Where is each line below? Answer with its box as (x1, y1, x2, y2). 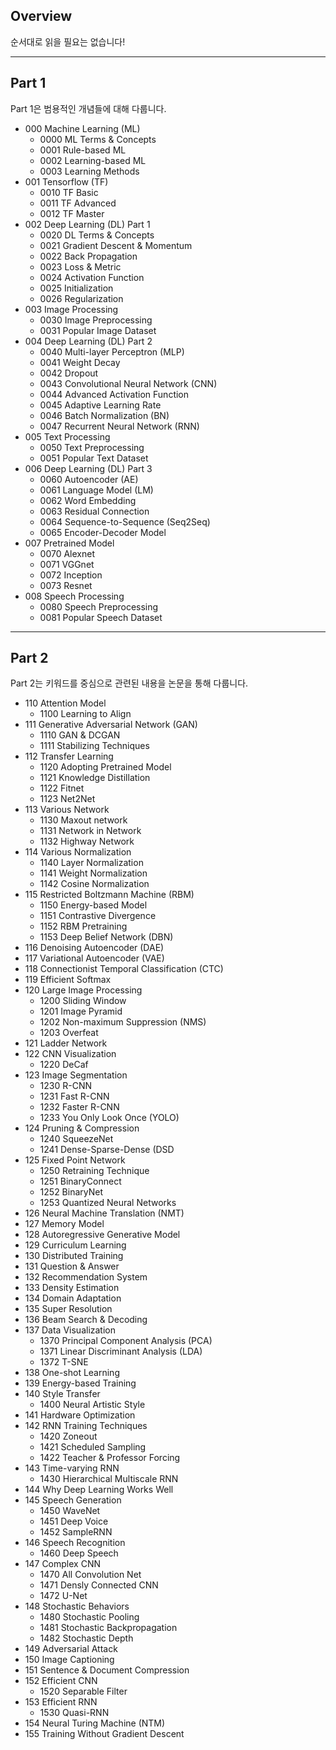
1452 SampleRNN (39, 1526, 113, 1538)
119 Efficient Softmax (24, 974, 112, 986)
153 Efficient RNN (24, 1696, 98, 1708)
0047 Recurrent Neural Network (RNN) (39, 420, 200, 432)
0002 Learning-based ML (39, 154, 147, 166)
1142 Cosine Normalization (39, 878, 150, 890)
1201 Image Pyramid (39, 1005, 123, 1018)
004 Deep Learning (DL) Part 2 (24, 335, 153, 347)
